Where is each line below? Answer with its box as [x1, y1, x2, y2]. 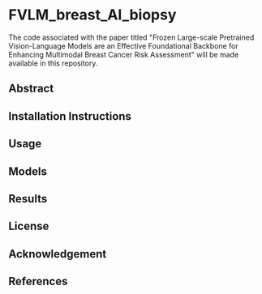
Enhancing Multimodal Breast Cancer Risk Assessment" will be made [8, 49, 239, 59]
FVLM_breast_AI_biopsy [8, 6, 177, 24]
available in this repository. [8, 58, 98, 68]
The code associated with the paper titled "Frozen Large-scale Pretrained [8, 32, 255, 42]
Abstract [8, 82, 54, 96]
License [8, 219, 49, 233]
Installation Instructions [8, 109, 132, 123]
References [8, 275, 68, 288]
